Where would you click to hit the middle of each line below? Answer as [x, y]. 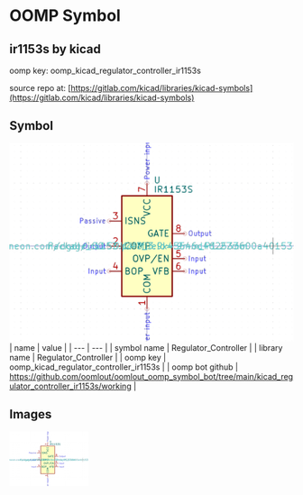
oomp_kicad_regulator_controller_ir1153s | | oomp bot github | [124, 367]
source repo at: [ [40, 88]
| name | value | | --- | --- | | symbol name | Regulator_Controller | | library [146, 347]
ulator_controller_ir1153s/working [71, 386]
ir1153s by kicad [55, 49]
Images [31, 414]
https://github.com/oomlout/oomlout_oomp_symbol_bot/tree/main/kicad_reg [151, 376]
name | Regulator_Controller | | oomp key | [88, 357]
